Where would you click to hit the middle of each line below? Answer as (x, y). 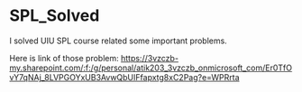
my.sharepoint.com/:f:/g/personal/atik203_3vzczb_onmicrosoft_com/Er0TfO (151, 68)
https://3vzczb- (149, 58)
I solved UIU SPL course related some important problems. (118, 41)
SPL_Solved (55, 16)
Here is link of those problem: (64, 58)
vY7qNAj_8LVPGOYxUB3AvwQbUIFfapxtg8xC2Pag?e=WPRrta (124, 77)
